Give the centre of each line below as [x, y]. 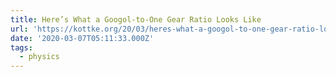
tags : [21, 47]
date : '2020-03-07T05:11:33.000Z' [82, 38]
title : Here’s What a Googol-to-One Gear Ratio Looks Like [136, 19]
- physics [39, 57]
